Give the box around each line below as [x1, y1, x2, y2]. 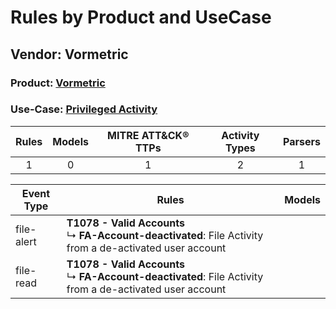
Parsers [283, 134, 321, 148]
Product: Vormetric [10, 76, 106, 90]
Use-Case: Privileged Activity [10, 102, 158, 116]
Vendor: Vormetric [10, 46, 129, 63]
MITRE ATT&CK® [107, 128, 190, 142]
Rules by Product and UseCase [10, 6, 272, 29]
